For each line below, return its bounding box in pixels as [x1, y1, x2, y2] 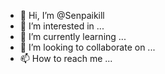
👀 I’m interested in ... [19, 20, 105, 32]
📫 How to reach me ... [19, 53, 113, 64]
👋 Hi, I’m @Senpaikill [19, 10, 105, 21]
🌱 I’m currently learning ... [19, 31, 127, 42]
